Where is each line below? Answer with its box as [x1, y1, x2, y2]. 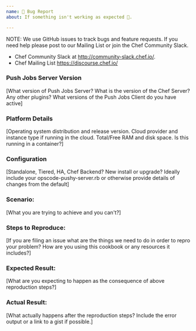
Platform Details [6, 114, 53, 122]
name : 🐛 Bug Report [6, 8, 54, 15]
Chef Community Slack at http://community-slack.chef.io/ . [14, 53, 156, 60]
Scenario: [6, 195, 35, 203]
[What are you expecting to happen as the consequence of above [6, 277, 165, 285]
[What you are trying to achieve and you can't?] [6, 209, 121, 216]
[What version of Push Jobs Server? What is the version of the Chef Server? [6, 87, 190, 94]
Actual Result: [6, 298, 48, 306]
